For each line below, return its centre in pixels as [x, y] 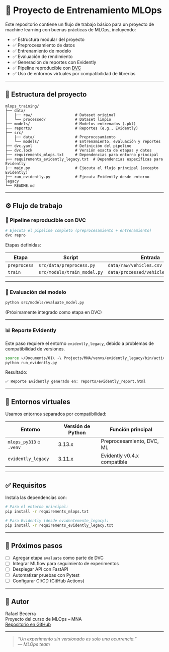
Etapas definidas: [23, 245]
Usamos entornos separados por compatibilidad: [56, 414]
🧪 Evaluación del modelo [36, 292]
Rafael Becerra [21, 614]
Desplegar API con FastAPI [40, 569]
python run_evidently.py [31, 363]
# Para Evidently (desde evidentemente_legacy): [57, 520]
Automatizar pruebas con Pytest [46, 575]
